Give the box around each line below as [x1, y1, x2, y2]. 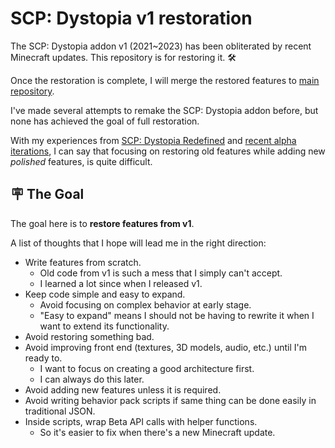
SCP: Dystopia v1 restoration [10, 7, 253, 30]
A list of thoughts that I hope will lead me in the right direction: [10, 237, 267, 249]
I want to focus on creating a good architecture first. [39, 362, 255, 374]
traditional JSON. [24, 405, 96, 417]
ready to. [24, 352, 63, 364]
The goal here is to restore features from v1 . [10, 217, 195, 229]
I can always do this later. [39, 373, 145, 385]
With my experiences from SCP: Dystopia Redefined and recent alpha [10, 134, 297, 146]
